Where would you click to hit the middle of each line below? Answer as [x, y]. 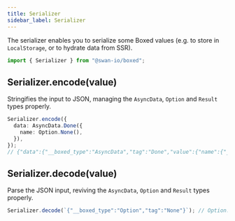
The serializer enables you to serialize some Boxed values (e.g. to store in [113, 40]
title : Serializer [34, 14]
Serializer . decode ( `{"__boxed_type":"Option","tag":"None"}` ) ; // [106, 211]
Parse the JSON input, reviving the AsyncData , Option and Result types [108, 190]
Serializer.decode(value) [62, 173]
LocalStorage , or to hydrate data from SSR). [70, 48]
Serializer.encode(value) [62, 82]
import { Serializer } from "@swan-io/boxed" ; [76, 60]
